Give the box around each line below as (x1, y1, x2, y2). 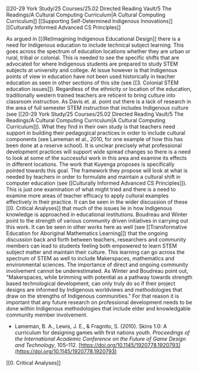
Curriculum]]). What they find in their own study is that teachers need (6, 123, 176, 130)
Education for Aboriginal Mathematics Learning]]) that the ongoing (6, 230, 168, 237)
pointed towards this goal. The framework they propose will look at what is (6, 167, 188, 174)
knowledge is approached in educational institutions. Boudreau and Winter (6, 211, 188, 218)
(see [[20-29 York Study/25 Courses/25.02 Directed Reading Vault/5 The (6, 110, 184, 118)
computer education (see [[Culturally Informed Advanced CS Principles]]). (6, 180, 187, 187)
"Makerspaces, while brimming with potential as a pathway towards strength (6, 274, 193, 280)
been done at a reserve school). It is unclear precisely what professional (6, 142, 182, 149)
